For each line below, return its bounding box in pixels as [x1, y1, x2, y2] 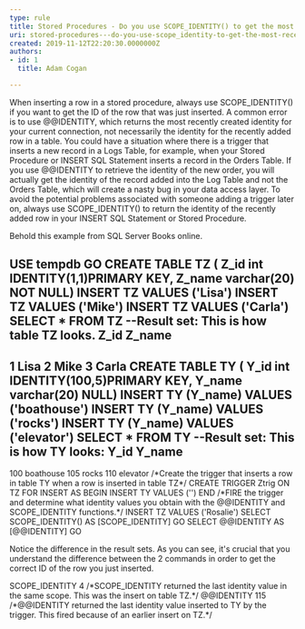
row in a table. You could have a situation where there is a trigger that [9, 135, 270, 146]
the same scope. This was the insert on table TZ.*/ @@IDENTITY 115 [9, 590, 267, 601]
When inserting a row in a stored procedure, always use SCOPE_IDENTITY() [9, 96, 293, 107]
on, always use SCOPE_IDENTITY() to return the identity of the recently [9, 203, 277, 214]
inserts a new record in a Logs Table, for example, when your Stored [9, 145, 265, 155]
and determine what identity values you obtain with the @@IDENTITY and [9, 497, 286, 508]
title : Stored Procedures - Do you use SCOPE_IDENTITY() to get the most [9, 22, 295, 31]
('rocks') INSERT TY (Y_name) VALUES [9, 415, 234, 431]
